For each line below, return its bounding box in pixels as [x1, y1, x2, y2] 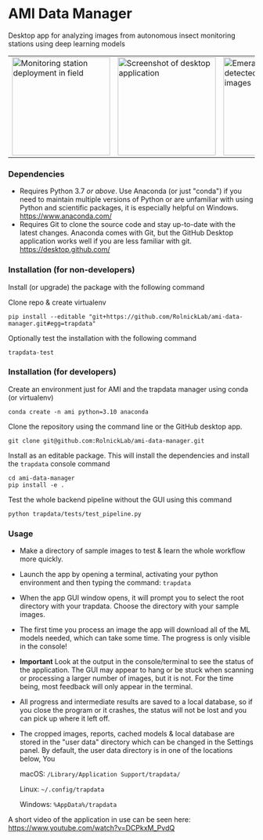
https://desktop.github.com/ [19, 245, 110, 254]
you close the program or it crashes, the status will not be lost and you [19, 706, 247, 715]
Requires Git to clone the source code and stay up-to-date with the [19, 220, 236, 229]
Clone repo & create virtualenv [8, 298, 107, 307]
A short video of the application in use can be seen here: [8, 815, 191, 824]
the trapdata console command [8, 458, 110, 468]
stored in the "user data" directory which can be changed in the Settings [19, 737, 254, 747]
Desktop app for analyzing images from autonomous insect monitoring [8, 31, 236, 40]
